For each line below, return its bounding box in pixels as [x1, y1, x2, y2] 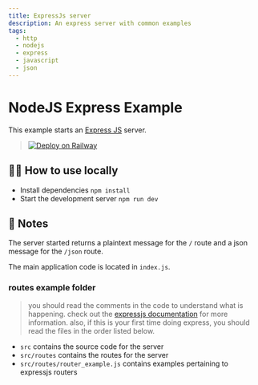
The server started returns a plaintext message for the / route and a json [8, 238, 248, 248]
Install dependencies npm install [19, 185, 131, 195]
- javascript [15, 57, 59, 65]
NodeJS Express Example [8, 98, 183, 116]
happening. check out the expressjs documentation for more [27, 309, 228, 318]
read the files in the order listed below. [27, 326, 155, 335]
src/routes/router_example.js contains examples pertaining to [19, 359, 228, 368]
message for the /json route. [8, 246, 104, 257]
